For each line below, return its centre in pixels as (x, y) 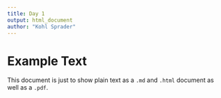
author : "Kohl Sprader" (42, 26)
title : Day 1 (26, 14)
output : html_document (40, 20)
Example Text (47, 61)
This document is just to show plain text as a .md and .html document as (110, 80)
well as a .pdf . (28, 88)
